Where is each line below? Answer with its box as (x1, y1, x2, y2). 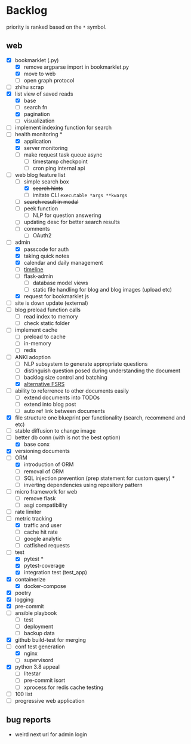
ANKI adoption (14, 353, 51, 360)
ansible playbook (14, 609, 57, 616)
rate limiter (14, 508, 42, 515)
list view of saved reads (14, 90, 73, 97)
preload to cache (23, 333, 66, 341)
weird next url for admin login (14, 730, 88, 738)
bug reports (6, 715, 51, 725)
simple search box (23, 177, 69, 185)
